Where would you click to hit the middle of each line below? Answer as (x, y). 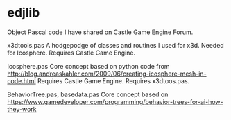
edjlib (24, 13)
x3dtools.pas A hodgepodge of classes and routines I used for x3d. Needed (115, 45)
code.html (22, 80)
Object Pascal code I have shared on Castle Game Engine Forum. (100, 32)
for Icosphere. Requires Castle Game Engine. (71, 53)
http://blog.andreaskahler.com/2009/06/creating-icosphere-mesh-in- (107, 74)
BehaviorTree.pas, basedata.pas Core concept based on (88, 94)
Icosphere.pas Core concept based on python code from (88, 66)
